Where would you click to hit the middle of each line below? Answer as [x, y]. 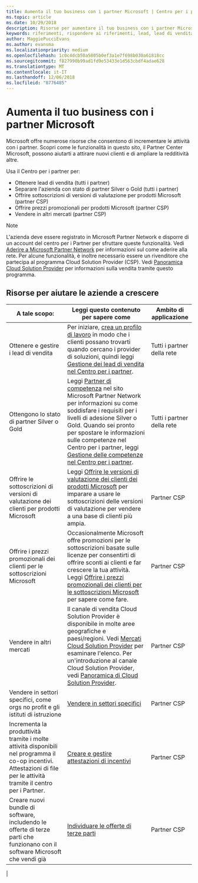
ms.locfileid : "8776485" [37, 83]
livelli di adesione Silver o [102, 418]
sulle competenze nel [97, 440]
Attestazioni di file [34, 768]
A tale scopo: [35, 313]
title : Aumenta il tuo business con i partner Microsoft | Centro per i [97, 12]
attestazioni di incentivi [99, 761]
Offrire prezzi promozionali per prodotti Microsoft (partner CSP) [92, 208]
